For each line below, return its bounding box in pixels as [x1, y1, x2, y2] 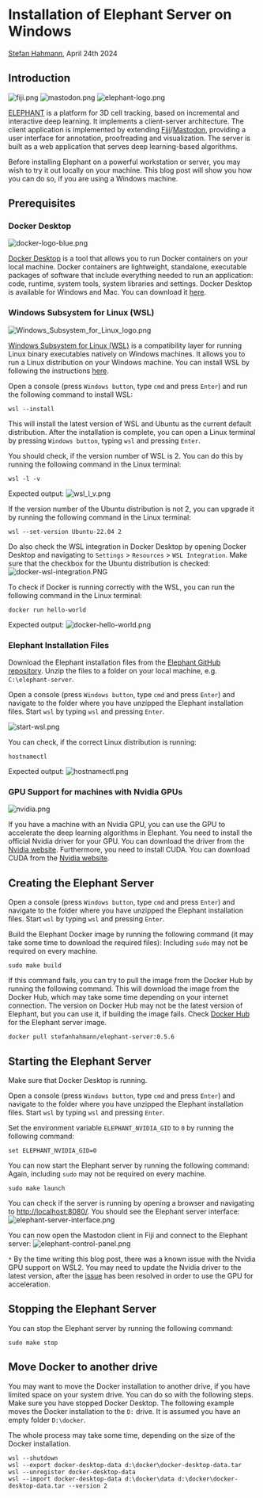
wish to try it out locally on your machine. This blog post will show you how [8, 165, 253, 175]
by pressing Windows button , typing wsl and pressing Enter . [8, 436, 201, 445]
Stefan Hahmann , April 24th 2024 [8, 48, 118, 58]
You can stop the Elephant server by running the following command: [8, 1323, 234, 1332]
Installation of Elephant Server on [8, 6, 232, 24]
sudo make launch [8, 1184, 66, 1192]
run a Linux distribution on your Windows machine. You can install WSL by [8, 357, 250, 367]
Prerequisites [8, 196, 76, 211]
